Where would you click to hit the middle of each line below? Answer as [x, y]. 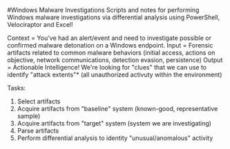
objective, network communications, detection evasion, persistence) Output [115, 60]
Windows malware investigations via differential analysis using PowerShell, [114, 17]
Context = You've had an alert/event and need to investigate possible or [109, 38]
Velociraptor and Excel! [40, 24]
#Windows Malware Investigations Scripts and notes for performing [103, 10]
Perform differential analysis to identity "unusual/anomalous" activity [115, 138]
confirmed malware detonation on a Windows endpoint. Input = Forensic [110, 45]
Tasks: [17, 88]
